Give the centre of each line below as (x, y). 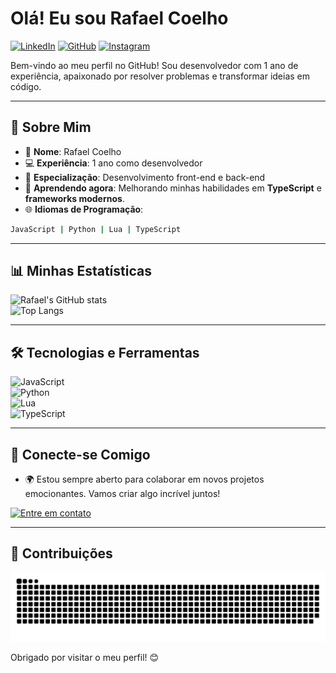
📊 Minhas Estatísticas (81, 271)
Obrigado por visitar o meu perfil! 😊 (85, 657)
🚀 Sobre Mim (51, 127)
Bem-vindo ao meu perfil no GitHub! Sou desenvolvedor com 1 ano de (154, 65)
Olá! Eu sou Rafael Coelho (119, 18)
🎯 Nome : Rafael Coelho (73, 151)
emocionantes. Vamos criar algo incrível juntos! (122, 494)
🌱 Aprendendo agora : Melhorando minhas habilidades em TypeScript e (173, 188)
